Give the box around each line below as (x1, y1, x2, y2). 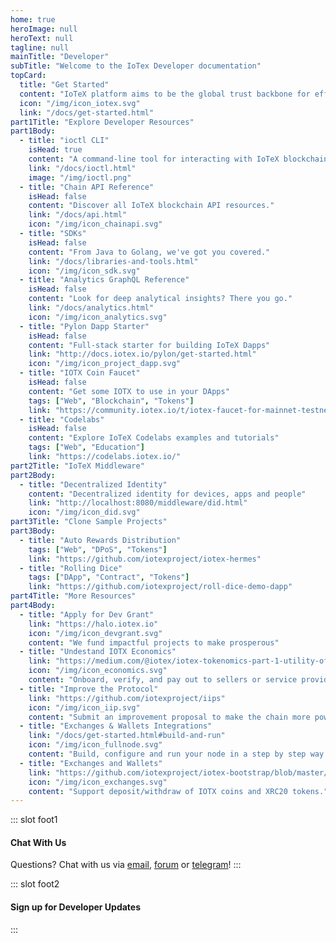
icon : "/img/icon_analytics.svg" (28, 312, 168, 322)
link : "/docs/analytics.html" (28, 303, 155, 313)
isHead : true (28, 145, 83, 155)
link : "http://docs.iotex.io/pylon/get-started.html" (28, 349, 257, 360)
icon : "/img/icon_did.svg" (28, 507, 141, 518)
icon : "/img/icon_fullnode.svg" (28, 740, 163, 750)
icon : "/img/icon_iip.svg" (28, 702, 141, 713)
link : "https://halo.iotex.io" (28, 619, 159, 629)
